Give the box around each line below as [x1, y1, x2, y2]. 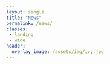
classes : [6, 26, 28, 32]
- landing [8, 32, 34, 38]
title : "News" [6, 15, 42, 21]
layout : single [6, 9, 45, 15]
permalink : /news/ [6, 20, 53, 26]
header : [6, 43, 26, 49]
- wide [8, 37, 26, 43]
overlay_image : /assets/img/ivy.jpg [11, 49, 104, 55]
